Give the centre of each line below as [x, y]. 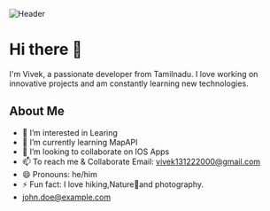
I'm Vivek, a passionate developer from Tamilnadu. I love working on [134, 74]
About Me [37, 111]
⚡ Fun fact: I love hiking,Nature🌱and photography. [113, 184]
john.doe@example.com [66, 197]
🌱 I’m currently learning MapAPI [80, 142]
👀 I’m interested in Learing [69, 132]
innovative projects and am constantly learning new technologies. [129, 83]
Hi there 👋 [46, 50]
